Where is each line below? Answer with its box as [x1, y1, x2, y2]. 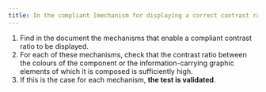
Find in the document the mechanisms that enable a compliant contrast [19, 33, 252, 42]
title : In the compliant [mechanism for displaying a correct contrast [8, 11, 249, 20]
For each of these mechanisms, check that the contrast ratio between [19, 50, 248, 59]
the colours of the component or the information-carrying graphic [19, 58, 235, 68]
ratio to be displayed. [19, 41, 89, 51]
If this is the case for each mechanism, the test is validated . [19, 75, 216, 84]
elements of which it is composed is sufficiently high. [19, 66, 193, 75]
